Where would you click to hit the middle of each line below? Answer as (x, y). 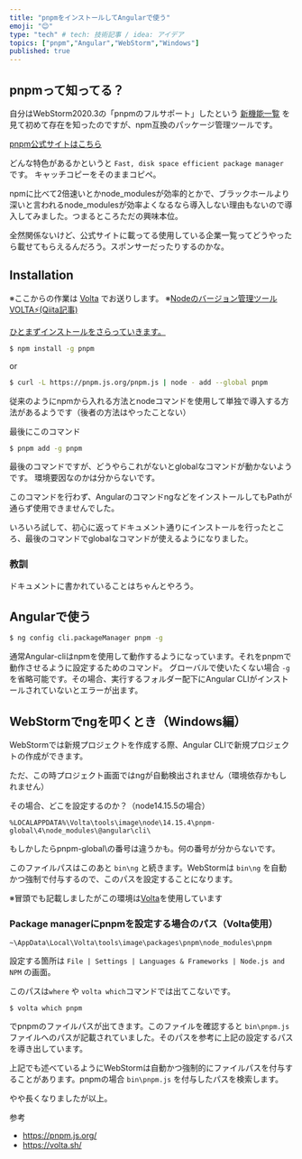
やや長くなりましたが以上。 (61, 1099)
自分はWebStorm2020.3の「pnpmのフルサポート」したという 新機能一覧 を (150, 113)
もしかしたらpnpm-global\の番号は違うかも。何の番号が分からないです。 (145, 849)
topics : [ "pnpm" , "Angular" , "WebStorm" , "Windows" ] (105, 43)
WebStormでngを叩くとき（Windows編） (128, 721)
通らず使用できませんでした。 (64, 508)
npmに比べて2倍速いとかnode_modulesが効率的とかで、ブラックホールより (150, 193)
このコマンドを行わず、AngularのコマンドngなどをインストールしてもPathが (151, 497)
